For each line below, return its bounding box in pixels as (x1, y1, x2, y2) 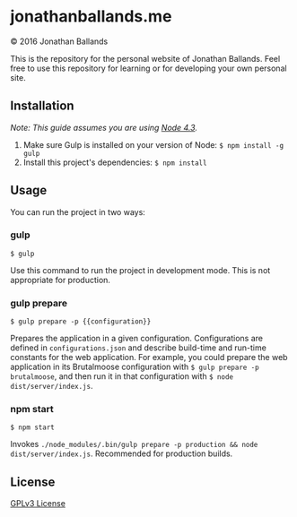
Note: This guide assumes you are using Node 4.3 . (10, 122, 198, 133)
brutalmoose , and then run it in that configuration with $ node (10, 371, 234, 382)
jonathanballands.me (10, 6, 172, 27)
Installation (10, 99, 74, 114)
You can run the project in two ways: (10, 206, 146, 217)
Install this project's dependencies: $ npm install (22, 157, 207, 168)
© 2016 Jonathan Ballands (10, 36, 109, 47)
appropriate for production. (10, 274, 111, 285)
